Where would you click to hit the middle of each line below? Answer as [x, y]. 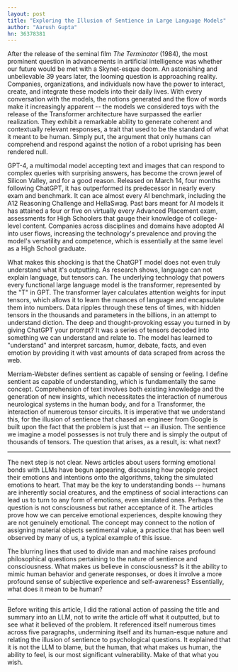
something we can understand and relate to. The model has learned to [110, 338]
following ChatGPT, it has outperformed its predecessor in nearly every [112, 188]
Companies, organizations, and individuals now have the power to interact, [116, 84]
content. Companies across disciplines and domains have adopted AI [123, 226]
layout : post [27, 14]
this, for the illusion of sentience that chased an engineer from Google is [113, 419]
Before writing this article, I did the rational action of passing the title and [113, 610]
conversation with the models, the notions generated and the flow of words [117, 99]
